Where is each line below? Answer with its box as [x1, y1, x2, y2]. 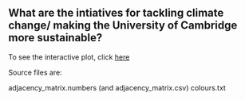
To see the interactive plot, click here [8, 52, 130, 62]
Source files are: [8, 67, 62, 77]
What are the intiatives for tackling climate [8, 6, 224, 20]
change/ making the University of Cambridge [8, 19, 238, 33]
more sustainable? [8, 31, 103, 44]
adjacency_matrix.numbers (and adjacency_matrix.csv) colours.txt [8, 83, 226, 92]
